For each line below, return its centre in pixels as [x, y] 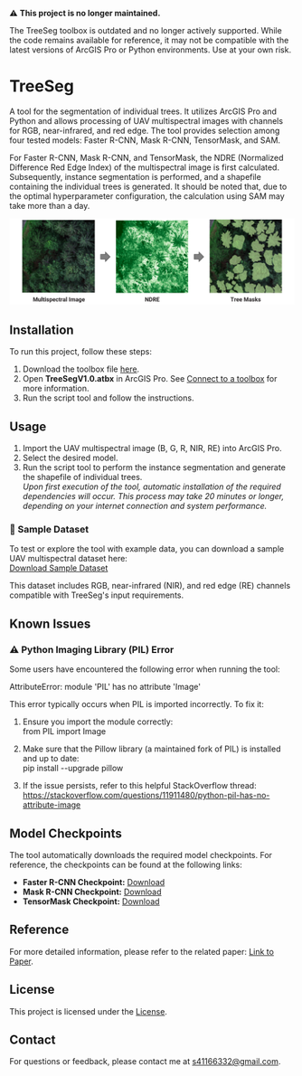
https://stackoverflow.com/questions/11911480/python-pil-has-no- [146, 796]
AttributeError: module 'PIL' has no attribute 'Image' [105, 687]
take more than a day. [50, 205]
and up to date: [51, 759]
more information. [56, 389]
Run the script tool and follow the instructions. [108, 398]
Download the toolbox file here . [81, 369]
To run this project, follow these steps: [80, 352]
